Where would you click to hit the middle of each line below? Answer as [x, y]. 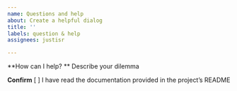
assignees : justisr [36, 40]
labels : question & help [44, 34]
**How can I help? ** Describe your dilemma [73, 66]
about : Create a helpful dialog [55, 20]
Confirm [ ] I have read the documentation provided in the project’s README [119, 80]
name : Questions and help [45, 14]
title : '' [22, 27]
